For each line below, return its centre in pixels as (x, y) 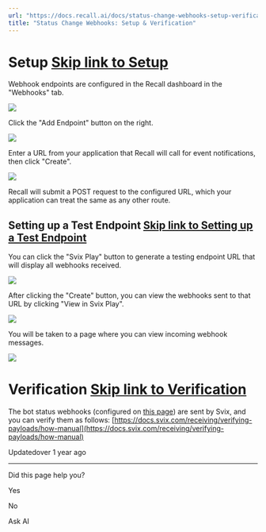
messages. (26, 343)
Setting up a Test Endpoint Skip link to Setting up (131, 225)
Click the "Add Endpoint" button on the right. (81, 123)
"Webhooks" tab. (36, 93)
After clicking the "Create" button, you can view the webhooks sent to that (129, 295)
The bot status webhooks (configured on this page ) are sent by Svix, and (127, 412)
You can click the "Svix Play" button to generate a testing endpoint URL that (132, 257)
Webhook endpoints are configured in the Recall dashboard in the (116, 84)
